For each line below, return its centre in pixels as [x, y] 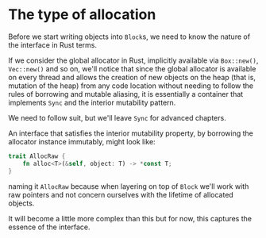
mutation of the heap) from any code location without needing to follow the [131, 86]
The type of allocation [82, 15]
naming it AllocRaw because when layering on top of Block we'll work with [129, 186]
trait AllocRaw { [37, 156]
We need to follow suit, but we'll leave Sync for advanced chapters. [117, 117]
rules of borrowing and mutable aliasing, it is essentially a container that [126, 94]
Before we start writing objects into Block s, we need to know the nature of [129, 36]
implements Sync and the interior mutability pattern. [92, 102]
